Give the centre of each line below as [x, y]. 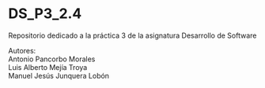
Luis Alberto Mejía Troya [48, 67]
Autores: [22, 50]
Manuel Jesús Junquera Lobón [59, 75]
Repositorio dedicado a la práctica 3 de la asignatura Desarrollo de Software [132, 35]
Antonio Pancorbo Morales [52, 59]
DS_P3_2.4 [45, 14]
